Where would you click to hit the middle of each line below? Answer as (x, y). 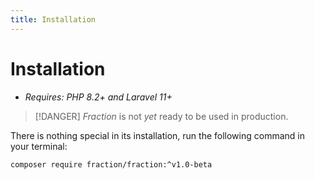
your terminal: (39, 146)
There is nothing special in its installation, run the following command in (157, 135)
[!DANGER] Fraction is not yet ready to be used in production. (161, 116)
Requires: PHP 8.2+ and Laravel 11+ (98, 97)
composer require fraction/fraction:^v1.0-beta (111, 164)
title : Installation (53, 19)
